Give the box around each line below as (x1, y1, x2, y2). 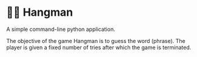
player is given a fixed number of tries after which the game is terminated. (6, 44, 192, 51)
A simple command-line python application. (6, 25, 116, 33)
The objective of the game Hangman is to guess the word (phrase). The (6, 37, 185, 44)
